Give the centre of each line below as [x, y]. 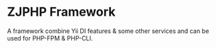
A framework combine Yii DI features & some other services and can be [108, 31]
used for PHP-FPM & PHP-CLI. [50, 38]
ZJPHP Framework [61, 12]
